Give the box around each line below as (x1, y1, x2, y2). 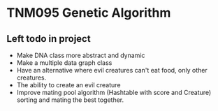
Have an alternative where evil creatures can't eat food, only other (16, 66, 208, 74)
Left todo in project (6, 33, 92, 45)
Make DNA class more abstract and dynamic (16, 51, 145, 59)
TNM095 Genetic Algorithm (6, 5, 171, 21)
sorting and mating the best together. (16, 96, 124, 104)
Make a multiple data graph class (16, 59, 112, 67)
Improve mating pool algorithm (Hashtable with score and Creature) (16, 89, 212, 96)
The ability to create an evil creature (16, 81, 121, 89)
